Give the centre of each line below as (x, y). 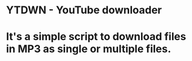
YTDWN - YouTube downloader (84, 10)
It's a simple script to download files (96, 37)
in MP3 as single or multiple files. (89, 49)
